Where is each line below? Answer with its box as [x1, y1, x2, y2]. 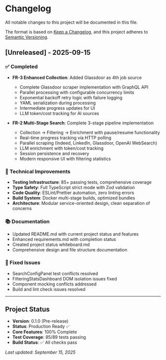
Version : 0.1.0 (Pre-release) [12, 318, 69, 324]
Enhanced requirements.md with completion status [12, 237, 116, 242]
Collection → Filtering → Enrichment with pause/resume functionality [19, 129, 160, 135]
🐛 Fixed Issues [5, 259, 41, 266]
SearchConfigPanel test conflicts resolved [12, 270, 98, 277]
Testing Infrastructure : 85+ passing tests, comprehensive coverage [12, 179, 152, 185]
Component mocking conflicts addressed [12, 281, 97, 287]
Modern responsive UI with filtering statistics [19, 156, 111, 161]
